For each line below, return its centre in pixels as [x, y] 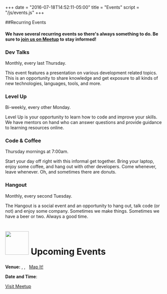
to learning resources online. [34, 128]
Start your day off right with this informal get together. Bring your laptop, [80, 161]
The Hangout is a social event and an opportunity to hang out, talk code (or [82, 206]
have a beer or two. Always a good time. [47, 216]
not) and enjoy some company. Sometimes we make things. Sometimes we [82, 211]
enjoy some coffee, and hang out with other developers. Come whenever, [81, 167]
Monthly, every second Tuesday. [39, 196]
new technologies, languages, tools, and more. [53, 83]
